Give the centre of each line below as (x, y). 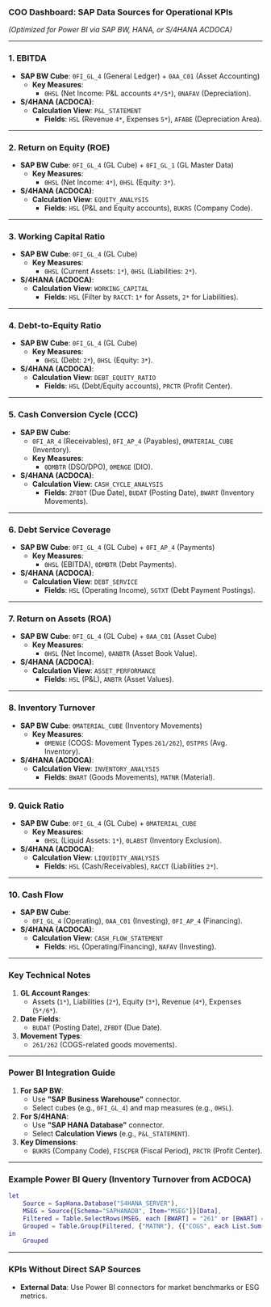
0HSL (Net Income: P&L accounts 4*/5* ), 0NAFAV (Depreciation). (148, 93)
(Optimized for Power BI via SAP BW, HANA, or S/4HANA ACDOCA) (120, 30)
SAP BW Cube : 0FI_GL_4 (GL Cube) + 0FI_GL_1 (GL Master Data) (127, 165)
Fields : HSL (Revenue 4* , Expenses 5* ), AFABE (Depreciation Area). (153, 119)
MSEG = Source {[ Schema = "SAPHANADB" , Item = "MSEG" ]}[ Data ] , (122, 1211)
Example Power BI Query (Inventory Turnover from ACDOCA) (130, 1179)
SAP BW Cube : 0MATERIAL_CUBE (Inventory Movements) (111, 725)
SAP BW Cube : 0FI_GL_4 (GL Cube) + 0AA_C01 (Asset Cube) (119, 637)
